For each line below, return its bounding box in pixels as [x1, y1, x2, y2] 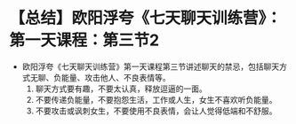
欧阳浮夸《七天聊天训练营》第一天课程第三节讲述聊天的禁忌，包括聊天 [21, 61, 280, 72]
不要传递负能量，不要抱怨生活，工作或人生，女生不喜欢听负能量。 [35, 94, 277, 105]
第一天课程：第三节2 [9, 30, 160, 50]
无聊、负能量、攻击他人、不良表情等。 [29, 72, 171, 82]
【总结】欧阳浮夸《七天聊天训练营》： [9, 8, 283, 28]
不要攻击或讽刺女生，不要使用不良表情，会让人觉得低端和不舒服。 [35, 105, 277, 116]
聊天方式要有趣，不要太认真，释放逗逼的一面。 [35, 83, 207, 94]
